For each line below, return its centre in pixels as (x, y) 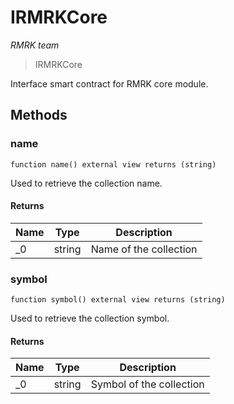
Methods (39, 115)
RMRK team (35, 45)
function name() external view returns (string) (113, 164)
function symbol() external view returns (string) (118, 300)
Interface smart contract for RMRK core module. (109, 83)
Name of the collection (144, 249)
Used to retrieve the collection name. (86, 183)
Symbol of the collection (147, 384)
